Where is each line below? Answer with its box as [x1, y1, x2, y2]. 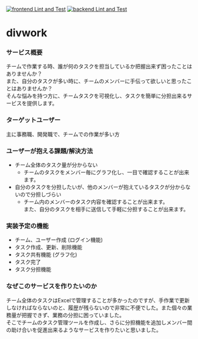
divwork [6, 27, 47, 40]
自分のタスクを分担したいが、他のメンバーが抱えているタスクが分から [14, 184, 186, 191]
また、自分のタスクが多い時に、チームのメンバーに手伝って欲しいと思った [6, 77, 187, 85]
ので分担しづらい [20, 191, 61, 198]
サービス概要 [6, 48, 43, 57]
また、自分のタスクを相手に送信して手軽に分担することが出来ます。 [23, 206, 189, 213]
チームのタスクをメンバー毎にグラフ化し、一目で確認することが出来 [23, 169, 190, 176]
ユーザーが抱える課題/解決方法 [6, 146, 93, 155]
